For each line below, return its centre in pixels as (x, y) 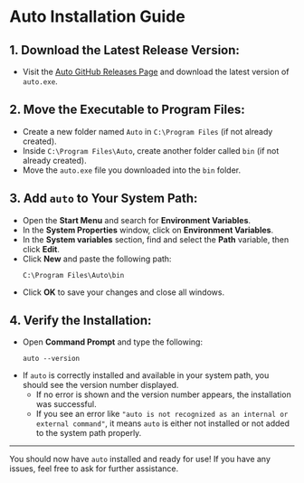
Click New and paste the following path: (97, 259)
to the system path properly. (89, 433)
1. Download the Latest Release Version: (124, 50)
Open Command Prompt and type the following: (113, 342)
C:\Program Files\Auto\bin (73, 275)
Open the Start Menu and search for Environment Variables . (137, 220)
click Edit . (41, 249)
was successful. (66, 404)
